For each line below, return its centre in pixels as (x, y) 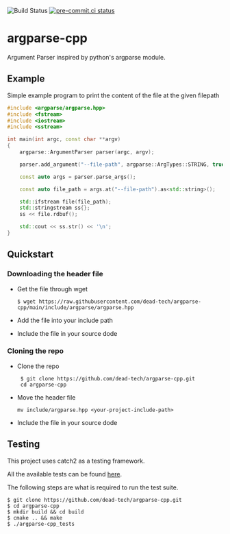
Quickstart (30, 255)
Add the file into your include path (65, 320)
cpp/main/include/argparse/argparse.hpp (75, 307)
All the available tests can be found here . (64, 474)
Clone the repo (38, 366)
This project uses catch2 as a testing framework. (76, 461)
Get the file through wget (52, 289)
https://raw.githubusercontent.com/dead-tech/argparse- (120, 302)
